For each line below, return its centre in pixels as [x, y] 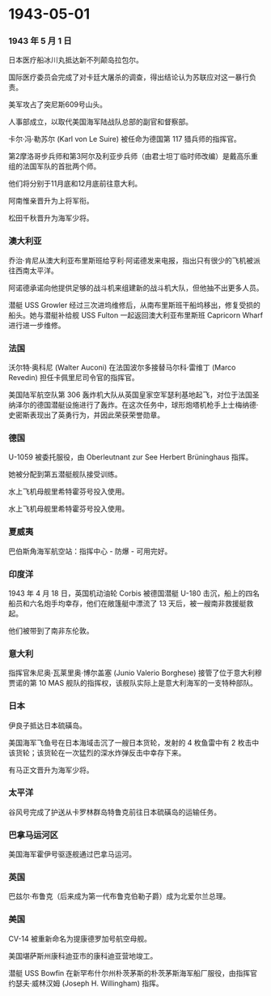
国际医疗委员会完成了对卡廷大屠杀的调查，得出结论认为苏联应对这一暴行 [129, 77]
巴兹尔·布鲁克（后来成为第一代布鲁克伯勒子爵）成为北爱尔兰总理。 [119, 896]
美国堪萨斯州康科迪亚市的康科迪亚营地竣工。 [83, 955]
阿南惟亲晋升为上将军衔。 [51, 201]
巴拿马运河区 [34, 835]
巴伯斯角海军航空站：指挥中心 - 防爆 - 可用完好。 [90, 551]
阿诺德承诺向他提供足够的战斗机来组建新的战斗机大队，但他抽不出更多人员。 [136, 288]
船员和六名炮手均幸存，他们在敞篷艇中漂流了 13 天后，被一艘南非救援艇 [127, 603]
